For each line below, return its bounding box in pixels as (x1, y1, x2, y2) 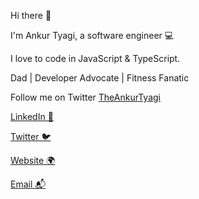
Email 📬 (10, 178, 47, 190)
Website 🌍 (10, 155, 56, 166)
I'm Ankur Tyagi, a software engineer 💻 (10, 30, 175, 41)
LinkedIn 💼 (10, 111, 54, 122)
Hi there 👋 (10, 10, 52, 21)
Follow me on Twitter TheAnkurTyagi (10, 91, 161, 103)
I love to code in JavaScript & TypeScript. (10, 53, 181, 64)
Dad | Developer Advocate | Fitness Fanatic (10, 72, 190, 84)
